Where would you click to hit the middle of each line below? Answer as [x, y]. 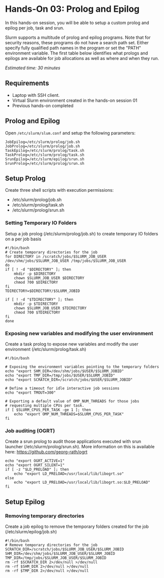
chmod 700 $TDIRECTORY [37, 312]
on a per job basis [23, 239]
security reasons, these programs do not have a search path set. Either [77, 42]
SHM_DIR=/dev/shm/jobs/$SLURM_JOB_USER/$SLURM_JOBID [60, 553]
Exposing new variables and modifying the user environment [79, 333]
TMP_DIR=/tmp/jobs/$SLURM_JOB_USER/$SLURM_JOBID [56, 558]
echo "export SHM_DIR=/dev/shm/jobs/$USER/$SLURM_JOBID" [65, 371]
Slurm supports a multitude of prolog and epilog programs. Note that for [78, 37]
